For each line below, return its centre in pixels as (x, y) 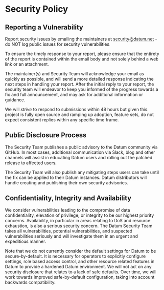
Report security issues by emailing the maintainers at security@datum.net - (81, 39)
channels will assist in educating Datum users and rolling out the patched (79, 157)
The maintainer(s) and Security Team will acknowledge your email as (75, 74)
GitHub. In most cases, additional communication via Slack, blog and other (80, 152)
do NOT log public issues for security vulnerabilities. (58, 44)
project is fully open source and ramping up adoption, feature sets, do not (80, 115)
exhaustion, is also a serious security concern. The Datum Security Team (79, 226)
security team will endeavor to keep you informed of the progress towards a (82, 89)
